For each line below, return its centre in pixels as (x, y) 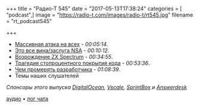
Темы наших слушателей (47, 76)
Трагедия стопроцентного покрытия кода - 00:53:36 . (82, 63)
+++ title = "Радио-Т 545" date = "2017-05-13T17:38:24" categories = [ (94, 9)
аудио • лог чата (27, 99)
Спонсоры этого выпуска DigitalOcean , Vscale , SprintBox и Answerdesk (97, 87)
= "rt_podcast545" (29, 21)
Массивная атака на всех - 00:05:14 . (61, 44)
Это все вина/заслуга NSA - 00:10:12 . (62, 50)
